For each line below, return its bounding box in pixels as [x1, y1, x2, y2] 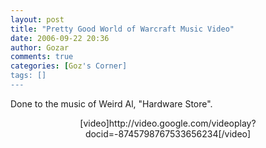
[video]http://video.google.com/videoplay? [79, 117, 257, 129]
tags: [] [10, 71, 47, 81]
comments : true [10, 52, 74, 62]
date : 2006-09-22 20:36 [10, 33, 110, 43]
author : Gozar [10, 42, 70, 53]
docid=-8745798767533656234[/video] [84, 127, 252, 140]
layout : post [10, 14, 65, 25]
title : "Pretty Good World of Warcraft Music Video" [10, 24, 235, 34]
